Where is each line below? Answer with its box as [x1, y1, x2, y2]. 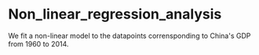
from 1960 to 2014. [8, 39, 69, 48]
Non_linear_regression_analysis [8, 5, 222, 23]
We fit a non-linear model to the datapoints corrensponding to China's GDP [8, 31, 251, 40]
